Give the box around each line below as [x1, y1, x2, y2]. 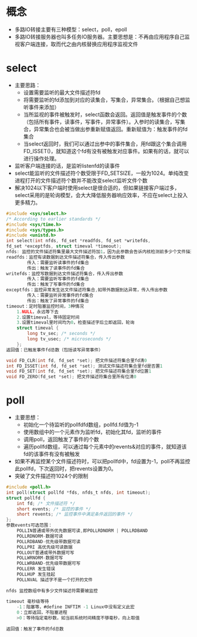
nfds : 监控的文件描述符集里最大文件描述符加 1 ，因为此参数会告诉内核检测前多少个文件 [6, 249, 186, 255]
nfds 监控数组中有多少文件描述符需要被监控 [6, 588, 98, 594]
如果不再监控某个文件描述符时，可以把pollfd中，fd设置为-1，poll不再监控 [14, 458, 191, 465]
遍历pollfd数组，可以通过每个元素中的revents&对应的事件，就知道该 [23, 443, 187, 450]
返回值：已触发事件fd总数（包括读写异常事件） [6, 347, 104, 353]
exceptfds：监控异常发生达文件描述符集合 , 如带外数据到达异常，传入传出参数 [6, 287, 168, 293]
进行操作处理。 [23, 155, 60, 162]
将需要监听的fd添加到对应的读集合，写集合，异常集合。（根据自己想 [23, 96, 185, 103]
